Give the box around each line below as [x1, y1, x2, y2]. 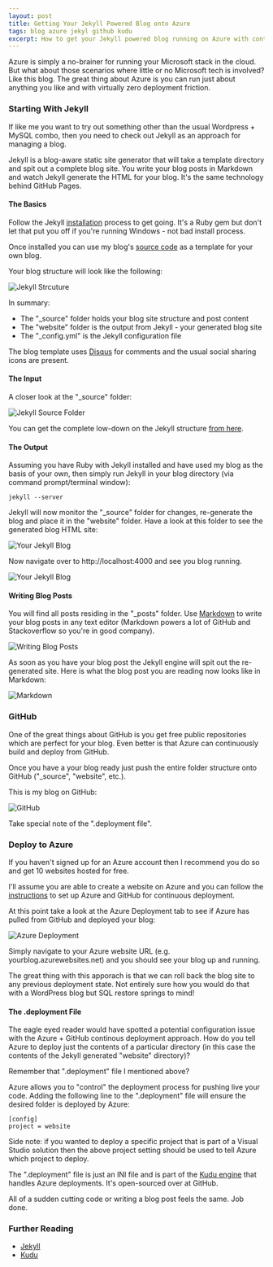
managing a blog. [8, 139, 67, 149]
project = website [8, 1122, 71, 1131]
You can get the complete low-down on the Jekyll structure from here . [8, 423, 244, 433]
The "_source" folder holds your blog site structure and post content [19, 313, 249, 323]
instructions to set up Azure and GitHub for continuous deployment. [8, 890, 236, 900]
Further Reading [8, 1223, 74, 1234]
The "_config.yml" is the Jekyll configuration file [19, 330, 182, 340]
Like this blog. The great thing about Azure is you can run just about [8, 74, 236, 84]
